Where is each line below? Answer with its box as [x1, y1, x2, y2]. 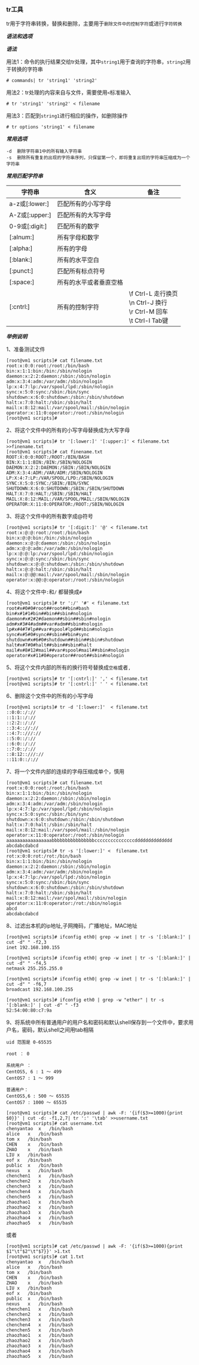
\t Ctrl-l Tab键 [128, 316, 169, 325]
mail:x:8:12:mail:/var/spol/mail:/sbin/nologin [6, 895, 127, 901]
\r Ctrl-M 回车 [128, 307, 169, 316]
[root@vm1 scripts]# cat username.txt [6, 1121, 103, 1127]
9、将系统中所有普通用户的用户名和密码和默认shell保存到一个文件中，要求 [6, 1019, 189, 1026]
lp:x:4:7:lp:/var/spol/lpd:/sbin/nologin [6, 874, 111, 880]
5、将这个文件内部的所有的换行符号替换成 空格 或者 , [6, 664, 131, 671]
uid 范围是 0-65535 [6, 1039, 52, 1046]
